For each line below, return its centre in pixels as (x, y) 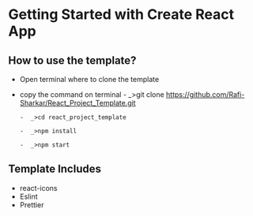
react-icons (38, 188)
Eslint (28, 196)
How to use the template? (72, 60)
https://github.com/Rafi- (205, 95)
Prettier (32, 205)
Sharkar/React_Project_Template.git (77, 103)
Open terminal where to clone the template (89, 79)
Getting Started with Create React (121, 15)
